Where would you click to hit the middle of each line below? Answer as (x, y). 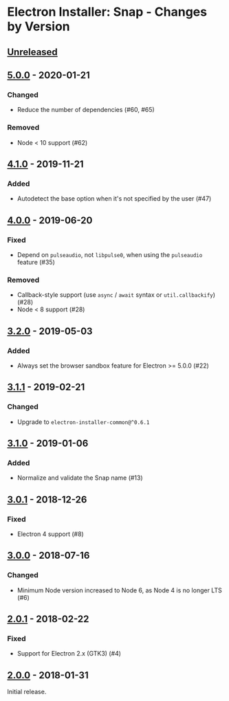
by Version (39, 26)
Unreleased (33, 52)
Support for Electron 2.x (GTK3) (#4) (69, 654)
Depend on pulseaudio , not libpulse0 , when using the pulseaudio (110, 254)
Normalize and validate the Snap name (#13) (80, 478)
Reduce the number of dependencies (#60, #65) (86, 110)
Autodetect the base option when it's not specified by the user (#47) (114, 199)
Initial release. (27, 692)
